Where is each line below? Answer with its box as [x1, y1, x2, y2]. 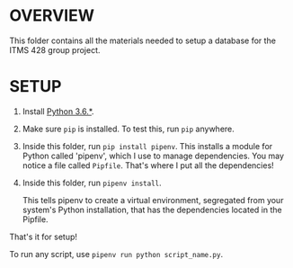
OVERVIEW [9, 5, 95, 26]
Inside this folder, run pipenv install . [22, 177, 162, 188]
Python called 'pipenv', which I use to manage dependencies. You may [22, 150, 285, 161]
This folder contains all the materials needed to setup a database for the [9, 35, 277, 46]
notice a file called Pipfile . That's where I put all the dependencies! [22, 159, 274, 171]
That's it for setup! [9, 231, 78, 242]
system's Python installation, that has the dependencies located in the [22, 204, 282, 215]
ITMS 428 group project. [9, 44, 101, 55]
